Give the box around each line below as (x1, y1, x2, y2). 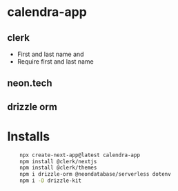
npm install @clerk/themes (19, 164, 97, 172)
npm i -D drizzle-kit (19, 177, 81, 184)
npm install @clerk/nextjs (19, 158, 97, 165)
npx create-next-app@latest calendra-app (19, 152, 140, 158)
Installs (7, 129, 50, 144)
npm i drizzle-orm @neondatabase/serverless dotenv (19, 171, 171, 178)
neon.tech (7, 78, 52, 89)
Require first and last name (17, 57, 95, 66)
